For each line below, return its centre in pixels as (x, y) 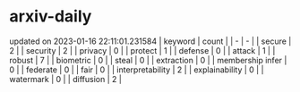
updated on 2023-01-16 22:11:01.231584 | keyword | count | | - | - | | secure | (150, 41)
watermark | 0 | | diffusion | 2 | (66, 79)
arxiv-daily (51, 17)
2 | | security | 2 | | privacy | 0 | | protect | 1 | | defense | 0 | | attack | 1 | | (142, 50)
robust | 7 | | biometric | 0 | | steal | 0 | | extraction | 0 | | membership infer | (148, 60)
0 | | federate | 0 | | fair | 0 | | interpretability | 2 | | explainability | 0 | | (137, 70)
